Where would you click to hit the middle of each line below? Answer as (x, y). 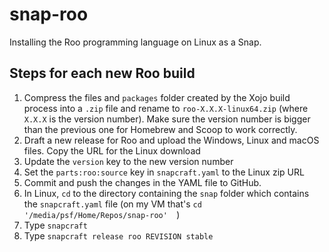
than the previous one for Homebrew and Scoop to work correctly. (160, 129)
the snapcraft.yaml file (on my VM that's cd (112, 204)
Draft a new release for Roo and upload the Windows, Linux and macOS (171, 140)
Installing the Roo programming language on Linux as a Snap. (135, 42)
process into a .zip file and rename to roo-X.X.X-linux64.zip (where (166, 108)
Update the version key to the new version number (128, 161)
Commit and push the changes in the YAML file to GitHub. (142, 182)
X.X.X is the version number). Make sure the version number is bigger (167, 119)
